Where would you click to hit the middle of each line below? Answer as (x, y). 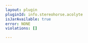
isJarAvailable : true (28, 19)
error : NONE (18, 24)
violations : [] (21, 28)
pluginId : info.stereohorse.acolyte (44, 14)
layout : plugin (21, 10)
